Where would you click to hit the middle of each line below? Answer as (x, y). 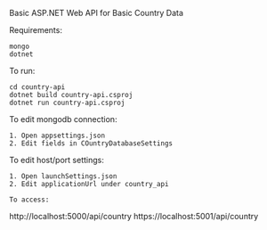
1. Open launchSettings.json (63, 177)
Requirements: (36, 30)
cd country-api (37, 87)
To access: (29, 200)
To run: (22, 71)
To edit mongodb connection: (63, 119)
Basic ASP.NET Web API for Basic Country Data (97, 13)
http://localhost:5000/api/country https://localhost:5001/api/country (134, 216)
